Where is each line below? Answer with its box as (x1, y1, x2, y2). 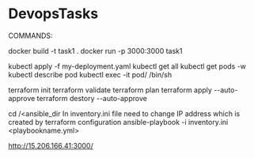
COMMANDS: (8, 31, 53, 40)
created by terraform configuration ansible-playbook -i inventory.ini (8, 117, 229, 126)
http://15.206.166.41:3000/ (8, 141, 93, 150)
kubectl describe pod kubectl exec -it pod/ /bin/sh (8, 70, 172, 79)
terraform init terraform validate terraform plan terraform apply (8, 85, 212, 95)
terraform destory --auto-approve (36, 93, 148, 103)
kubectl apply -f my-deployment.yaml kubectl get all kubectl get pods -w (8, 61, 247, 71)
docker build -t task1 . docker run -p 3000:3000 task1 (8, 46, 183, 55)
